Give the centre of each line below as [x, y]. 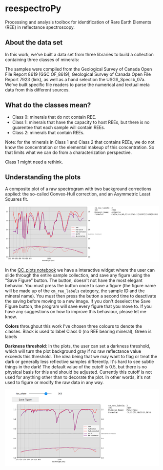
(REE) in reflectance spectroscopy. [40, 27]
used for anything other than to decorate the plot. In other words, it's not [78, 377]
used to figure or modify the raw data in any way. [54, 382]
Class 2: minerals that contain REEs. [48, 132]
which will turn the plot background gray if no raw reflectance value [73, 351]
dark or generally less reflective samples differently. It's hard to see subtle [80, 362]
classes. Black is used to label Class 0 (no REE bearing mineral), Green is [78, 331]
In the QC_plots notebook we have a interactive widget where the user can [80, 270]
